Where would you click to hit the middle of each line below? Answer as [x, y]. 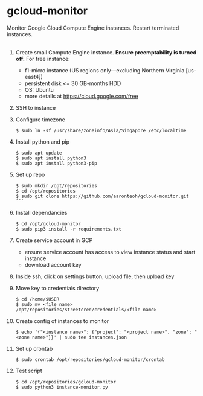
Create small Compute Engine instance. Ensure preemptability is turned [106, 52]
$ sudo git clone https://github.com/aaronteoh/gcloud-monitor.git [102, 196]
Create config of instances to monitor [62, 321]
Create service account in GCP [54, 240]
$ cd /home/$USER [37, 299]
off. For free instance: [43, 59]
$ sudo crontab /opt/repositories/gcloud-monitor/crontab [90, 359]
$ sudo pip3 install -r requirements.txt [68, 229]
